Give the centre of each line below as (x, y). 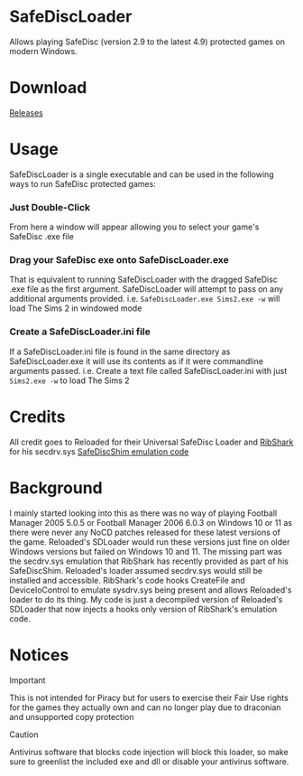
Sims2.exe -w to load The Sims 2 (69, 380)
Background (56, 487)
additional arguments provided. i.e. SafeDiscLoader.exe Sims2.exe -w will (145, 299)
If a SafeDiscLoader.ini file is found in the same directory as (120, 351)
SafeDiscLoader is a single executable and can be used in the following (142, 174)
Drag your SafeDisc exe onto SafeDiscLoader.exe (119, 260)
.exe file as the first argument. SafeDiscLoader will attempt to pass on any (147, 289)
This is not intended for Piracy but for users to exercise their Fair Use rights (149, 697)
